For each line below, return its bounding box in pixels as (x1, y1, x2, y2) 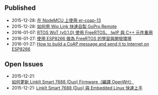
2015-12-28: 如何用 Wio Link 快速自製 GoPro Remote (11, 23, 117, 29)
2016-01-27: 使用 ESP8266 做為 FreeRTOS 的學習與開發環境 (11, 35, 132, 41)
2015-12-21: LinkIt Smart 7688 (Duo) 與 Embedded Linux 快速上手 (11, 85, 143, 91)
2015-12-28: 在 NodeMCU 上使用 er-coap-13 (11, 17, 101, 23)
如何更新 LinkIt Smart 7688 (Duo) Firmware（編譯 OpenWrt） (11, 79, 134, 84)
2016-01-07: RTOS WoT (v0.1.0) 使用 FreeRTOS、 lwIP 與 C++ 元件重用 (11, 29, 153, 35)
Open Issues (4, 60, 43, 68)
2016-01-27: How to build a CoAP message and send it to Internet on (11, 41, 149, 47)
